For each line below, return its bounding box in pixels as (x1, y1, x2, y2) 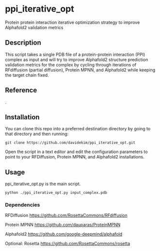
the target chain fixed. (5, 72, 49, 78)
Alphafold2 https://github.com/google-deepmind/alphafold (5, 231, 123, 237)
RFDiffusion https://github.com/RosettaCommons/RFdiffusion (5, 212, 128, 219)
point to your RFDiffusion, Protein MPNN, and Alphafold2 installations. (5, 154, 144, 160)
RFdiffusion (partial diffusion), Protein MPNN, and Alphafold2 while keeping (5, 67, 156, 73)
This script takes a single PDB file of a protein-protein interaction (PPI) (5, 51, 145, 57)
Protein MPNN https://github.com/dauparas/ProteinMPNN (5, 222, 121, 228)
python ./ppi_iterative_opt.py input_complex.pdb (5, 190, 108, 195)
